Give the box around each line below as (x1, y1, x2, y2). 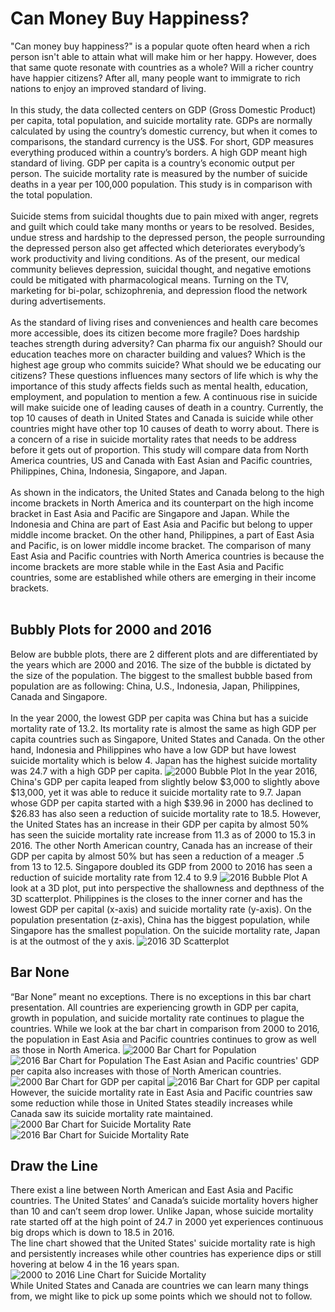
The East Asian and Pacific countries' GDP (144, 1054, 320, 1066)
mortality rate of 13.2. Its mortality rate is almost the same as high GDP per (10, 722, 317, 734)
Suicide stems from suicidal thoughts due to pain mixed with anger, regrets (10, 210, 319, 222)
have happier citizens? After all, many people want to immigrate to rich (10, 72, 301, 84)
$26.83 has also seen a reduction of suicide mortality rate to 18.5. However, (10, 807, 322, 819)
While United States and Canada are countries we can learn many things (10, 1280, 309, 1292)
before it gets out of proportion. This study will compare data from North (10, 443, 309, 456)
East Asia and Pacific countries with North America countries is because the (10, 550, 325, 562)
